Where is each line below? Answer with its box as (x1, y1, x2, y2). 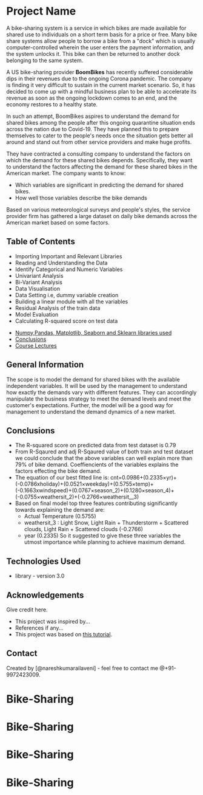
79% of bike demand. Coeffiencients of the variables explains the (15, 461, 179, 469)
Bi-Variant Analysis (15, 278, 62, 286)
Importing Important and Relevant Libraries (15, 252, 122, 260)
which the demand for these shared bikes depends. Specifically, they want (6, 156, 193, 163)
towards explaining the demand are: (15, 506, 105, 514)
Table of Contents (6, 236, 76, 247)
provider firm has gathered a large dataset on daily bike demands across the (6, 212, 197, 219)
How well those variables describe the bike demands (15, 194, 147, 201)
